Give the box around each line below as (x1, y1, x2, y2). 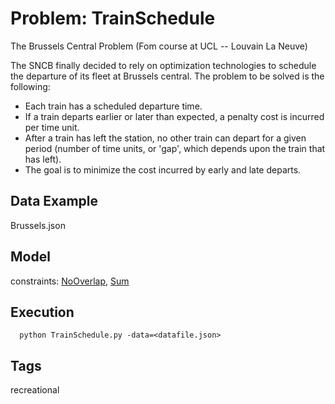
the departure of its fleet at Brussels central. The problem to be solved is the (10, 70, 325, 82)
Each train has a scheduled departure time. (24, 100, 203, 112)
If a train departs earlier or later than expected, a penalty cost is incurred (24, 110, 325, 122)
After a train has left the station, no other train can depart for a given (24, 132, 307, 144)
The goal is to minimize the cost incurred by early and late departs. (24, 163, 302, 176)
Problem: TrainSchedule (10, 7, 216, 30)
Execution (10, 303, 75, 321)
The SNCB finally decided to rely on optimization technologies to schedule (10, 59, 317, 71)
